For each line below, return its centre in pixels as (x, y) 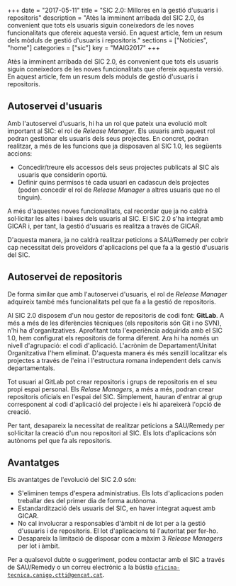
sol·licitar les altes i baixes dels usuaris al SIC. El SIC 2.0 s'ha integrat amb (116, 218)
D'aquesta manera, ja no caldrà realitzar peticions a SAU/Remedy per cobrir (118, 239)
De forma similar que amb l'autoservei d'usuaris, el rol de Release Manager (118, 294)
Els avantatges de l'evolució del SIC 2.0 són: (72, 480)
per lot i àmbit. (39, 546)
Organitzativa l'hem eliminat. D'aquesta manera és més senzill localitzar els (117, 352)
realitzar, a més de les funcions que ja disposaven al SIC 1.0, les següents (114, 146)
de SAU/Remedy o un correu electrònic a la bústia (80, 567)
